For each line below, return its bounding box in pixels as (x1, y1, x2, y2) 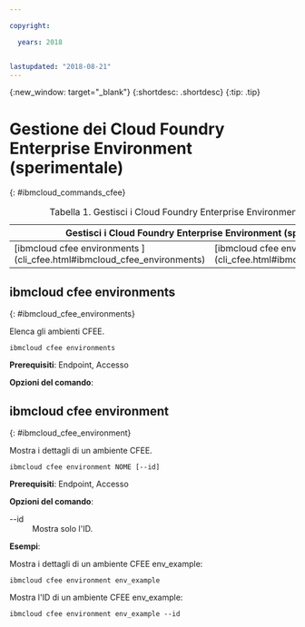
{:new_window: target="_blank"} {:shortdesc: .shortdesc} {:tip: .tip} (9, 87, 261, 98)
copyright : (9, 21, 51, 30)
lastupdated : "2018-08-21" (9, 62, 112, 71)
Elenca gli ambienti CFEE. (9, 326, 105, 337)
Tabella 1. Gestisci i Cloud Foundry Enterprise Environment (49, 206, 301, 219)
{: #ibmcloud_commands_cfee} (9, 187, 126, 198)
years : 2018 (17, 37, 64, 46)
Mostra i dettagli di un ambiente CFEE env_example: (9, 558, 203, 569)
